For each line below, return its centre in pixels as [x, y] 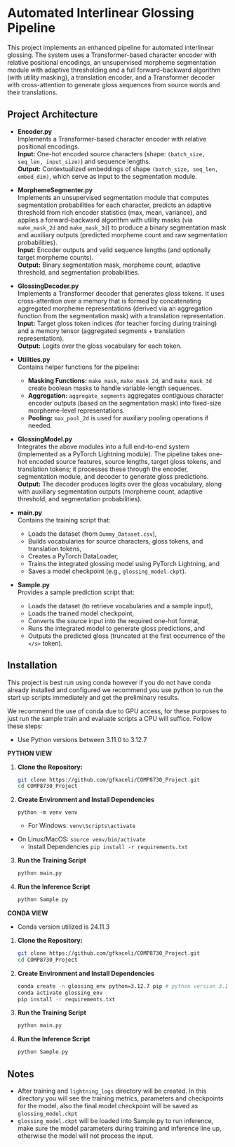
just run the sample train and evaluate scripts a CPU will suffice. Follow [110, 718]
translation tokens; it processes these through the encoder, [103, 469]
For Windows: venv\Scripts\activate [82, 826]
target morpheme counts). [55, 257]
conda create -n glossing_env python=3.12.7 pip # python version [116, 986]
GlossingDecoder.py [48, 286]
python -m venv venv [47, 813]
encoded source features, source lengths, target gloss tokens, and [125, 461]
